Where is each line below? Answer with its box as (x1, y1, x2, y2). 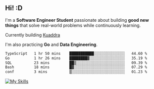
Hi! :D (5, 4, 23, 12)
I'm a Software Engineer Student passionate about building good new (5, 17, 150, 23)
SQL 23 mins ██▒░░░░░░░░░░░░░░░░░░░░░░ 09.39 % (5, 60, 148, 65)
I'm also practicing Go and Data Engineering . (5, 42, 98, 47)
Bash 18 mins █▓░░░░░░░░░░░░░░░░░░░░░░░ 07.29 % (5, 65, 148, 70)
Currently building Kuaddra (5, 32, 60, 38)
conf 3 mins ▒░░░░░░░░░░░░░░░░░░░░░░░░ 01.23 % (5, 69, 148, 75)
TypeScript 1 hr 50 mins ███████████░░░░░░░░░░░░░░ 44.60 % (5, 51, 148, 56)
